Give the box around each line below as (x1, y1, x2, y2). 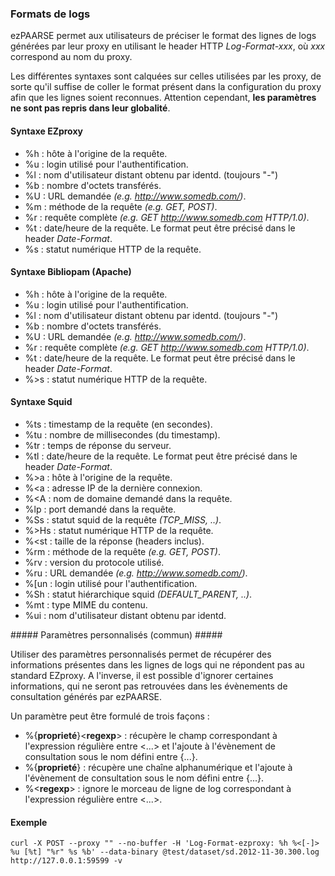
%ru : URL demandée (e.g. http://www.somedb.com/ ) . (24, 567, 248, 579)
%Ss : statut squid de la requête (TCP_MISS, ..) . (24, 513, 222, 526)
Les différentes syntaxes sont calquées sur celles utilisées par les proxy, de (10, 70, 322, 82)
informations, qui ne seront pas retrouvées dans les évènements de (10, 680, 288, 692)
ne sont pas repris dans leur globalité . (10, 102, 171, 114)
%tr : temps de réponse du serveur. (24, 439, 172, 451)
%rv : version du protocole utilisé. (24, 556, 165, 568)
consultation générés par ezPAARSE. (10, 690, 163, 702)
